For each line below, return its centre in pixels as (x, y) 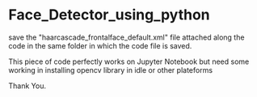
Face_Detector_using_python (109, 15)
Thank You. (27, 86)
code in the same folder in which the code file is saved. (100, 45)
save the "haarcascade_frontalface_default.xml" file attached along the (126, 37)
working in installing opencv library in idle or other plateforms (110, 70)
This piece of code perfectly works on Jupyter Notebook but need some (129, 61)
